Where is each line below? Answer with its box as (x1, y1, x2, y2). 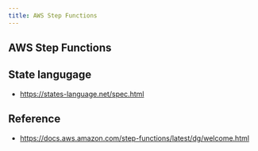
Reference (8, 112, 61, 126)
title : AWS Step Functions (8, 11, 98, 20)
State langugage (8, 68, 92, 82)
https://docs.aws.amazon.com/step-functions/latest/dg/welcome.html (19, 133, 250, 143)
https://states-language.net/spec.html (19, 89, 144, 99)
